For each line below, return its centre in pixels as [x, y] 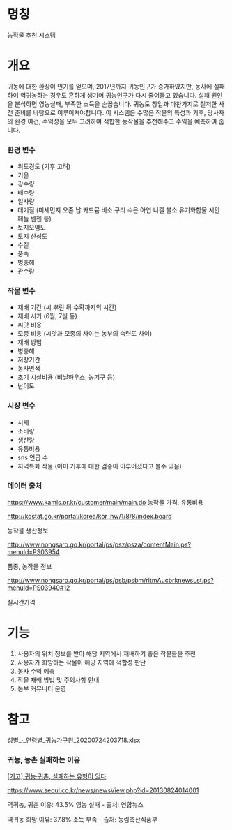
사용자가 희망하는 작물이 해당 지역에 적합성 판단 [82, 662]
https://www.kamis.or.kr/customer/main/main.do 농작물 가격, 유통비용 [106, 503]
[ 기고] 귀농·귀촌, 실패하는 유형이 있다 [57, 776]
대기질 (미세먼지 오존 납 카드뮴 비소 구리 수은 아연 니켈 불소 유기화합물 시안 [119, 210]
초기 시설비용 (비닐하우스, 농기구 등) [66, 377]
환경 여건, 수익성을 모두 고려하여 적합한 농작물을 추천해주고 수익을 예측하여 [116, 121]
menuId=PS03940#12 [39, 588]
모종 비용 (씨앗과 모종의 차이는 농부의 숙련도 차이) [85, 334]
